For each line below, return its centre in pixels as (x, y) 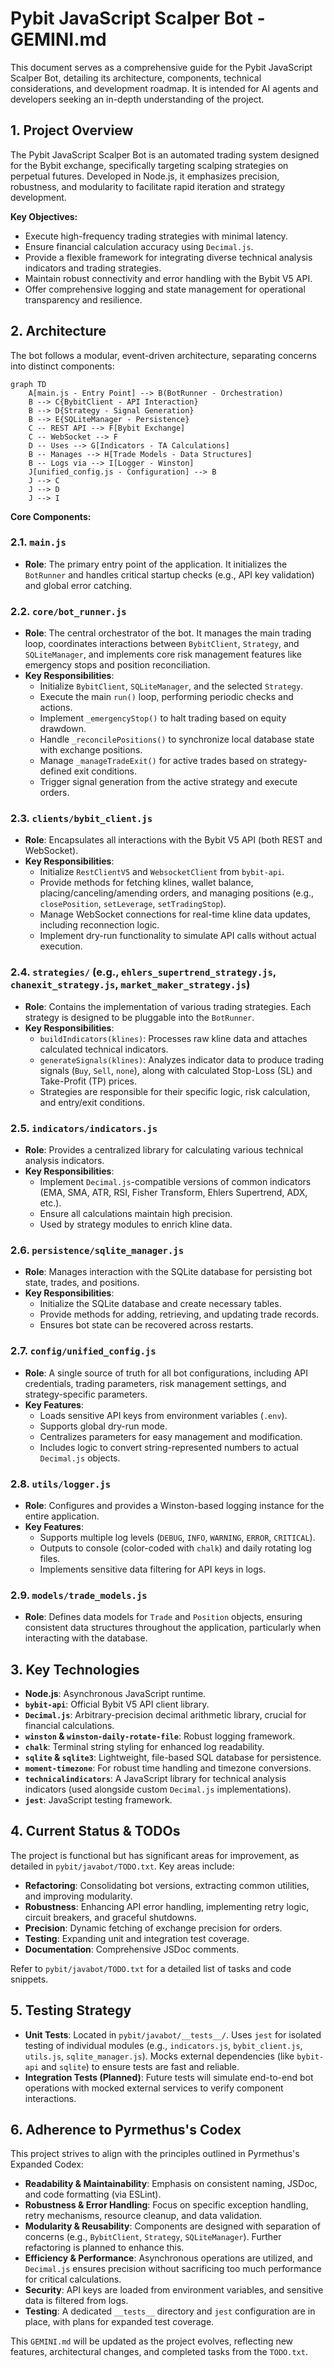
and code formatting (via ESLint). (93, 2194)
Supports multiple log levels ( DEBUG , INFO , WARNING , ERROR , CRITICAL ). (177, 1537)
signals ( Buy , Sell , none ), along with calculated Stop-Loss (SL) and (176, 1070)
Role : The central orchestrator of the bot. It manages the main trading (168, 633)
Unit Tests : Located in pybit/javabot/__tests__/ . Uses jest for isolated (173, 2034)
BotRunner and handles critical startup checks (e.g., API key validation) (169, 574)
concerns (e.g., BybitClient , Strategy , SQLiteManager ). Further (153, 2237)
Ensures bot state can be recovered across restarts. (146, 1325)
